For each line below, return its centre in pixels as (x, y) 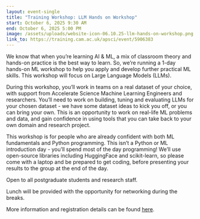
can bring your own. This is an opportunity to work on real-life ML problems (99, 112)
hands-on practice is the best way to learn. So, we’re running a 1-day (91, 63)
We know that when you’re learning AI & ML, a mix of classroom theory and (99, 56)
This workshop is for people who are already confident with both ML (90, 137)
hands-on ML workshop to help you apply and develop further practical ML (99, 69)
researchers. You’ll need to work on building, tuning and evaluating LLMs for (100, 100)
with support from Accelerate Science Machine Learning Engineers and (94, 93)
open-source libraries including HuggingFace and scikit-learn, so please (95, 155)
